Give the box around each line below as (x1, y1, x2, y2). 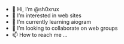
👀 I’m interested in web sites (11, 12, 82, 19)
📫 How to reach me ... (11, 32, 68, 38)
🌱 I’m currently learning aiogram (11, 18, 92, 25)
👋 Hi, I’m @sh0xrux (11, 6, 59, 12)
